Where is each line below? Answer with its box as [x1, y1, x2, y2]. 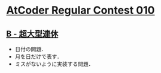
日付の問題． [14, 46, 47, 52]
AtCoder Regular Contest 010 [6, 4, 155, 17]
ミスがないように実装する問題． [14, 61, 94, 67]
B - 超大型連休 [6, 28, 59, 39]
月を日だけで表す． [14, 53, 63, 60]
